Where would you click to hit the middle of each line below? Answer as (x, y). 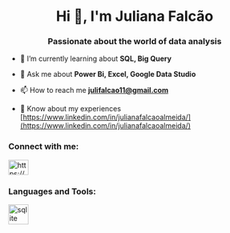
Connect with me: (44, 147)
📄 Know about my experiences (71, 109)
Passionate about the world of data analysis (135, 42)
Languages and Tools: (52, 191)
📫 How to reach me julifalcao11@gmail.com (94, 90)
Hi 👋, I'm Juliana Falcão (135, 16)
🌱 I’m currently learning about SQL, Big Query (96, 58)
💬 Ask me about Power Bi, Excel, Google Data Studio (108, 74)
